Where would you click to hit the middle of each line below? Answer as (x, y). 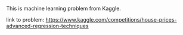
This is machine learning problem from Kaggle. (63, 8)
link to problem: (25, 20)
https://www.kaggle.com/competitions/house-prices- (111, 20)
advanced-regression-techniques (47, 26)
